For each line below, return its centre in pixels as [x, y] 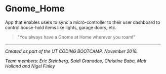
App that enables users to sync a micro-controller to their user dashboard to [83, 22]
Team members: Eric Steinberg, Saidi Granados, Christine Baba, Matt [76, 61]
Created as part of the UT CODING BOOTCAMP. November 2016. [71, 51]
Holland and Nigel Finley [30, 66]
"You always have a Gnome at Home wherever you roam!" [76, 37]
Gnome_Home [35, 9]
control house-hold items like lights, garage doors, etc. [61, 27]
